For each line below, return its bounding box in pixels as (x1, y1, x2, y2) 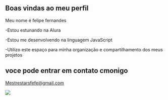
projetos (5, 52, 23, 58)
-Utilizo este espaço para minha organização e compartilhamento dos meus (5, 46, 163, 52)
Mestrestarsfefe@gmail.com (5, 80, 65, 86)
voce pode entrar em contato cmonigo (5, 66, 128, 75)
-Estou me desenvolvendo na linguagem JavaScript (5, 37, 113, 43)
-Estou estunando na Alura (5, 27, 61, 33)
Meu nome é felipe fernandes (5, 17, 67, 23)
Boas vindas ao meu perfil (5, 4, 89, 13)
